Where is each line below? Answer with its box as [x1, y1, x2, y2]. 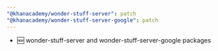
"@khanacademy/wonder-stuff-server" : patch [6, 10, 137, 17]
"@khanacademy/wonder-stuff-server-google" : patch [6, 17, 159, 24]
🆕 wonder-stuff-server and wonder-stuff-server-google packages [16, 36, 212, 44]
